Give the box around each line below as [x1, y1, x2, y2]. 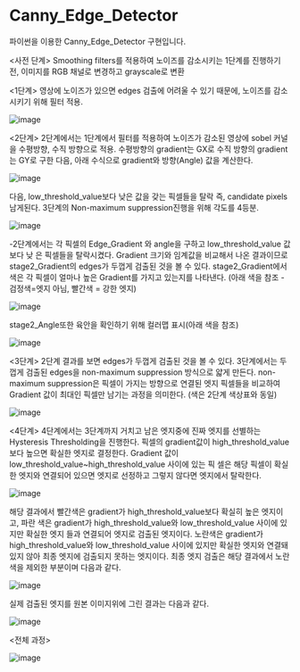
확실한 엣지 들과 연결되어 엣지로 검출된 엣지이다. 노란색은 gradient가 [25, 528, 263, 539]
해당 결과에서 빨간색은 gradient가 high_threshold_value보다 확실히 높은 [9, 506, 260, 517]
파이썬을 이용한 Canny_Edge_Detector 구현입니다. [9, 36, 187, 46]
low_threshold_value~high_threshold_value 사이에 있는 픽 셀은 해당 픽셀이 [9, 459, 272, 469]
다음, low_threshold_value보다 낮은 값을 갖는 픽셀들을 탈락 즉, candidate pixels [9, 191, 288, 202]
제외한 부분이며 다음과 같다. [25, 561, 122, 572]
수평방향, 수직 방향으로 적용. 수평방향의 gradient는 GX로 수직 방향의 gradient [18, 144, 288, 154]
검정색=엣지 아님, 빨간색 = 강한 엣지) [9, 283, 137, 294]
